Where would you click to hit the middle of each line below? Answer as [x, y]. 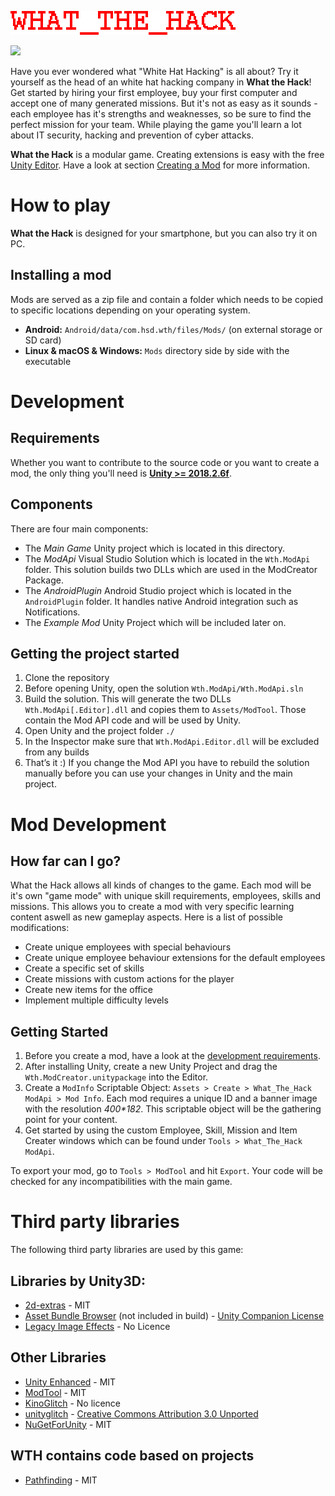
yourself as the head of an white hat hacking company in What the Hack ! [161, 82]
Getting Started [59, 1031]
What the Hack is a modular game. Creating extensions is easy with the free [167, 154]
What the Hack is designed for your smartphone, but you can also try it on [164, 233]
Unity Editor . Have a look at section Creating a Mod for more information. [160, 165]
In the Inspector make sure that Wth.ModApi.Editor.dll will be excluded [172, 742]
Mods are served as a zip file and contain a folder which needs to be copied [167, 299]
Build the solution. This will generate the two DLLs [128, 699]
